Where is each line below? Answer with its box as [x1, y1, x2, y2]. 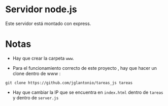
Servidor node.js [5, 4, 77, 15]
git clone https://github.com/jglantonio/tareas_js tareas [5, 80, 133, 85]
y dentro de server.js [12, 94, 59, 100]
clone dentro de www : [12, 70, 61, 76]
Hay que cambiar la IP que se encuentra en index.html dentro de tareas [12, 89, 163, 95]
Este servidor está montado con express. [5, 20, 91, 26]
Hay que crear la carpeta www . [12, 55, 75, 61]
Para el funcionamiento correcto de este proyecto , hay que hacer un [12, 65, 157, 71]
